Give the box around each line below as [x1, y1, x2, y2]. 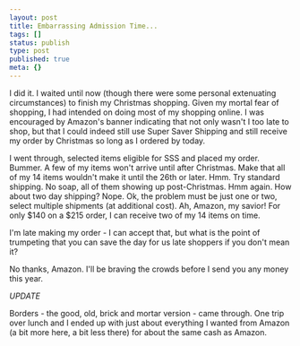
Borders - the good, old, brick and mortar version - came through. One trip [9, 307, 285, 318]
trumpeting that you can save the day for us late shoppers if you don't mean [9, 237, 290, 247]
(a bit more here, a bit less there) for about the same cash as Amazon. [9, 326, 267, 337]
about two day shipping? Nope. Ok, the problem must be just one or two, [9, 190, 278, 202]
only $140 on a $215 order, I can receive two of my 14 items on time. [9, 210, 261, 221]
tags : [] [9, 30, 42, 39]
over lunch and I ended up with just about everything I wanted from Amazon [9, 317, 290, 328]
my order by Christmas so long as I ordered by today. [9, 135, 206, 146]
